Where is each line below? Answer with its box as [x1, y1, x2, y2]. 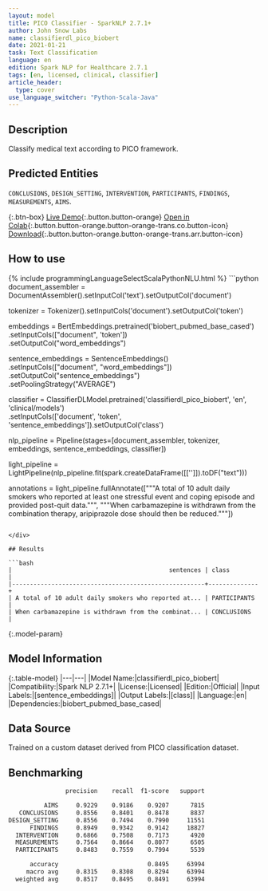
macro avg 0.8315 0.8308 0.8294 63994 [26, 868, 205, 876]
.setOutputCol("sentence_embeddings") [8, 370, 140, 380]
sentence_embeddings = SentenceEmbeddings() [8, 353, 169, 363]
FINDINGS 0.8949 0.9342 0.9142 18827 [29, 823, 205, 832]
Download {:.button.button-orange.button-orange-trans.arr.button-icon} [8, 229, 243, 239]
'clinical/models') [8, 403, 65, 412]
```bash [8, 559, 34, 567]
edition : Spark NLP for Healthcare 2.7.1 [8, 64, 148, 72]
